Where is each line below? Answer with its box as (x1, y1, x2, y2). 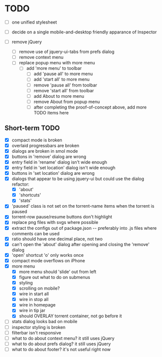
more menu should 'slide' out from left (19, 269, 97, 275)
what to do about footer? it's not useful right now (11, 346, 111, 352)
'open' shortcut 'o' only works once (11, 252, 84, 258)
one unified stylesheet (11, 19, 57, 25)
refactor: (11, 181, 29, 187)
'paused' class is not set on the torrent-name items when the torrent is (11, 203, 155, 209)
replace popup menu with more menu (19, 60, 95, 66)
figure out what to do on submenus (19, 274, 90, 280)
